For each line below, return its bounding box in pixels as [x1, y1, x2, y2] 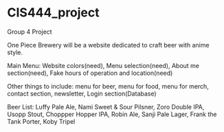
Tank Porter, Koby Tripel [7, 117, 76, 125]
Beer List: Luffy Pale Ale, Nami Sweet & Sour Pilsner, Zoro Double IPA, [7, 102, 205, 111]
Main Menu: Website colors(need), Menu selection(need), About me [7, 61, 200, 69]
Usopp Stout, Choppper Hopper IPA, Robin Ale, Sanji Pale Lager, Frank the [7, 110, 218, 118]
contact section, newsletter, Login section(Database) [7, 89, 157, 98]
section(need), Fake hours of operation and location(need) [7, 69, 173, 77]
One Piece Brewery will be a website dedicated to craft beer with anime [7, 41, 210, 49]
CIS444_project [7, 5, 100, 21]
